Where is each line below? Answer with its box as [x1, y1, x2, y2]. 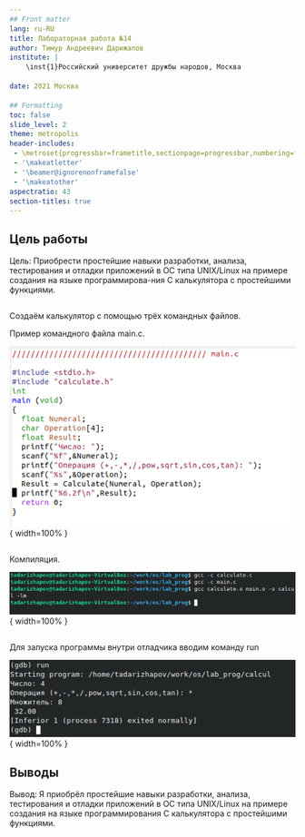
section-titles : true [9, 196, 92, 206]
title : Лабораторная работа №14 [9, 34, 132, 43]
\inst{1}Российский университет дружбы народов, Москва [25, 63, 242, 72]
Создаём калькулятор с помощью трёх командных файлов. [9, 310, 241, 321]
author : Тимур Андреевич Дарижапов [9, 44, 144, 53]
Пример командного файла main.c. [9, 328, 145, 340]
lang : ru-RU [9, 24, 54, 34]
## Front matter [9, 15, 71, 24]
